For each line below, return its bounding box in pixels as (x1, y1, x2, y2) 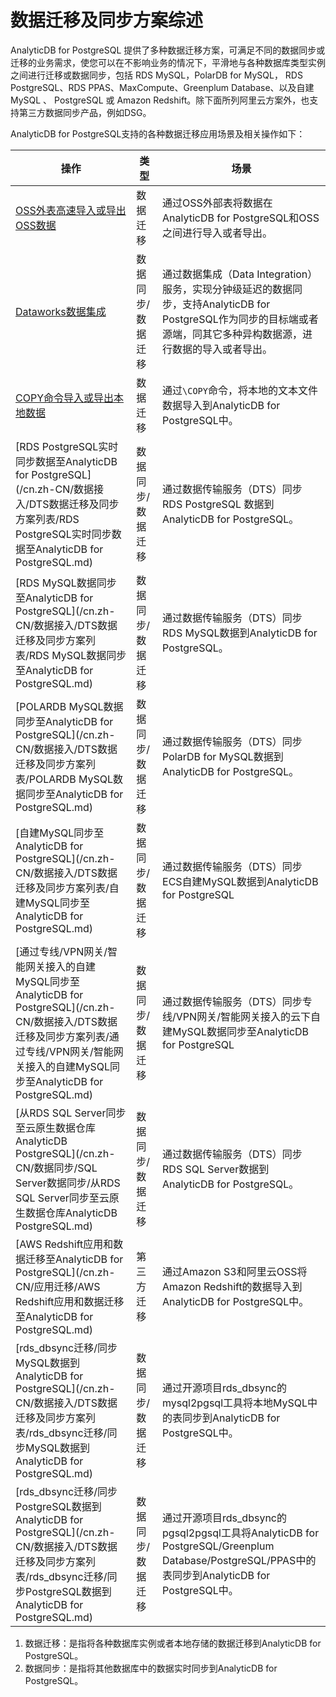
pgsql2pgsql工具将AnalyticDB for (162, 1526, 320, 1540)
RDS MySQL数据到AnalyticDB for (162, 626, 318, 640)
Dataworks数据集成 (15, 304, 107, 318)
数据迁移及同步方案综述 (10, 9, 204, 32)
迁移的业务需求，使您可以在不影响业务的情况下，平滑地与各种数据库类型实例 (10, 56, 326, 68)
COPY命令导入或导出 (15, 391, 115, 405)
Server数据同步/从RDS (15, 1176, 121, 1190)
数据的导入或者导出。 (172, 342, 273, 356)
